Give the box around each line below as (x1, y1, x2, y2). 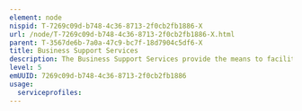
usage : (9, 80, 34, 89)
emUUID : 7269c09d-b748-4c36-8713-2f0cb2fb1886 (9, 72, 187, 81)
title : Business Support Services (9, 47, 139, 55)
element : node (9, 13, 63, 22)
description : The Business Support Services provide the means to (9, 55, 263, 64)
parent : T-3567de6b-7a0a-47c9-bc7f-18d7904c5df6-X (9, 38, 203, 47)
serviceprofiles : (17, 88, 83, 97)
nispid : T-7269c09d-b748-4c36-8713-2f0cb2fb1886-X (9, 21, 203, 30)
